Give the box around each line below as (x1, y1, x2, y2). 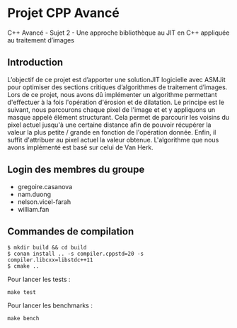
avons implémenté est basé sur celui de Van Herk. (7, 143, 154, 152)
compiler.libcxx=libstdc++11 (7, 256, 93, 264)
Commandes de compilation (7, 225, 134, 237)
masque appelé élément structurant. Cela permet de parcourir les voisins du (7, 113, 230, 121)
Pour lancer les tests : (7, 275, 71, 284)
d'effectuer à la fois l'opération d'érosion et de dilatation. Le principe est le (7, 98, 225, 106)
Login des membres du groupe (7, 164, 145, 176)
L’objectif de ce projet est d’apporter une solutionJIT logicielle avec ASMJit (7, 75, 226, 84)
